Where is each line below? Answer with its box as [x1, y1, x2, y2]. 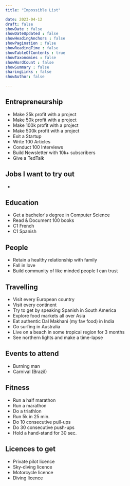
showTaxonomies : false [5, 55, 57, 60]
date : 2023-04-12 [5, 16, 43, 22]
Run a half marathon [12, 397, 56, 403]
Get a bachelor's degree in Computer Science [12, 212, 110, 218]
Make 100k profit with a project [12, 122, 79, 128]
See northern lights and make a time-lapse [12, 334, 103, 341]
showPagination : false [5, 41, 57, 46]
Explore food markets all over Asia [12, 313, 86, 319]
